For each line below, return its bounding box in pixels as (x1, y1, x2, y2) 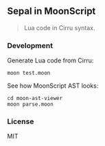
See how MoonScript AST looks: (7, 82, 99, 90)
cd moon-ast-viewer (7, 95, 63, 102)
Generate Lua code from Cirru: (7, 56, 94, 64)
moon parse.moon (7, 101, 54, 108)
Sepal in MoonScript (7, 5, 96, 17)
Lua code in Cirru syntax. (23, 23, 95, 32)
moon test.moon (7, 70, 51, 77)
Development (7, 40, 54, 50)
